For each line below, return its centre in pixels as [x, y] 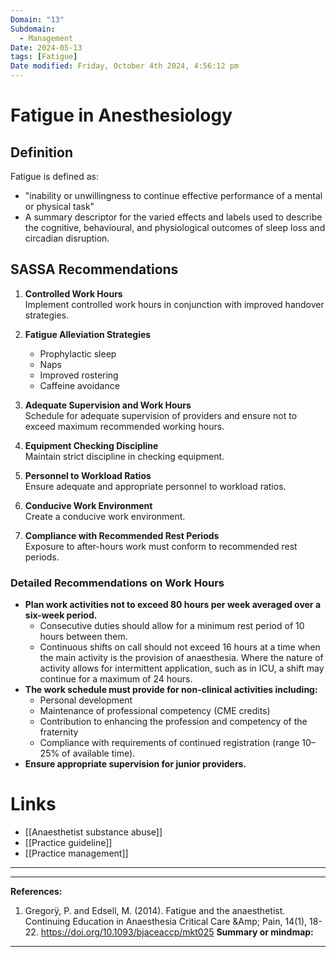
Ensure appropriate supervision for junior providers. [135, 764]
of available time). [98, 753]
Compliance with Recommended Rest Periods [122, 535]
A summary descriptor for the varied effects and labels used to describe [173, 217]
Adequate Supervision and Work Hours [108, 405]
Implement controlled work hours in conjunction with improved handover [174, 304]
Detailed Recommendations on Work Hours [117, 583]
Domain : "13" [37, 19]
